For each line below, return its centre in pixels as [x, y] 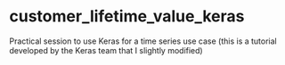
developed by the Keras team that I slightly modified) [106, 50]
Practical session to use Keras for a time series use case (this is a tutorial [143, 41]
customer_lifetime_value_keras [127, 16]
